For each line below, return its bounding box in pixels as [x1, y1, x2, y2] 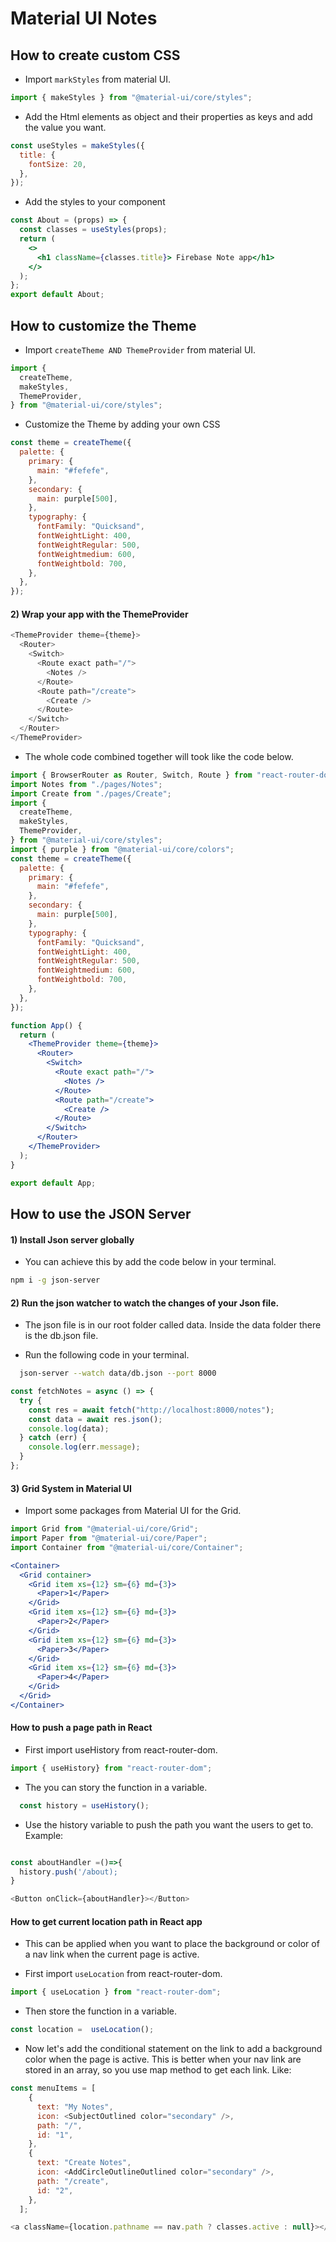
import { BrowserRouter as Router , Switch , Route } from [10, 770, 253, 780]
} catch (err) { [19, 1433, 87, 1443]
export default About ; [10, 290, 105, 300]
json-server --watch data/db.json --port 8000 [19, 1368, 217, 1379]
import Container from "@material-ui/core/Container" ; [10, 1542, 244, 1552]
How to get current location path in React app [10, 1915, 203, 1927]
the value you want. [24, 121, 107, 133]
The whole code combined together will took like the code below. [24, 750, 294, 762]
